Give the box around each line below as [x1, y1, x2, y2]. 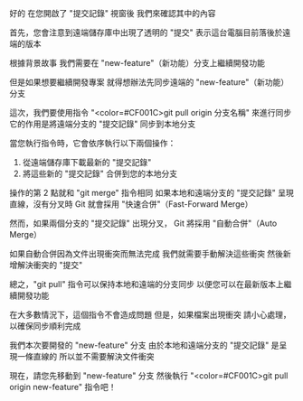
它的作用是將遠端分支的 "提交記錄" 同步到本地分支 [9, 118, 196, 129]
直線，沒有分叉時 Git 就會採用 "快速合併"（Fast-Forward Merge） [9, 199, 253, 210]
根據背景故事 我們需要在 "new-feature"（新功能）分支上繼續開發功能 [9, 58, 265, 68]
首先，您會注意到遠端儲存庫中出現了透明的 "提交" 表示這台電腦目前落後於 [9, 27, 283, 38]
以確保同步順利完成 [9, 321, 81, 331]
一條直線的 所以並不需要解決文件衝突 [16, 351, 155, 361]
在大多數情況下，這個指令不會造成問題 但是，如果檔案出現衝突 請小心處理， [9, 310, 291, 320]
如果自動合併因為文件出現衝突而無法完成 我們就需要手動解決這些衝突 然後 [9, 248, 283, 259]
